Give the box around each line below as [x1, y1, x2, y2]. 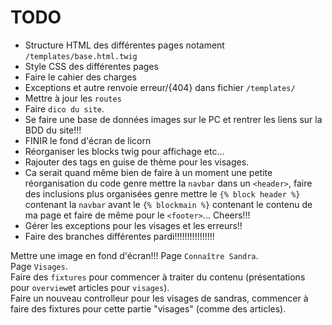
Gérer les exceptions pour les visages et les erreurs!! [24, 219, 243, 231]
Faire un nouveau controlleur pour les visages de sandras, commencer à [10, 292, 309, 304]
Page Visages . [10, 260, 68, 272]
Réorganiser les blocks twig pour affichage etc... [24, 145, 225, 157]
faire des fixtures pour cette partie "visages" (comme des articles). [10, 302, 287, 315]
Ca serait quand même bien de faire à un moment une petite [24, 166, 273, 178]
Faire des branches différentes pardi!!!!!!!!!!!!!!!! [24, 230, 215, 242]
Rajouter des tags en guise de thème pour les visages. [24, 156, 250, 168]
